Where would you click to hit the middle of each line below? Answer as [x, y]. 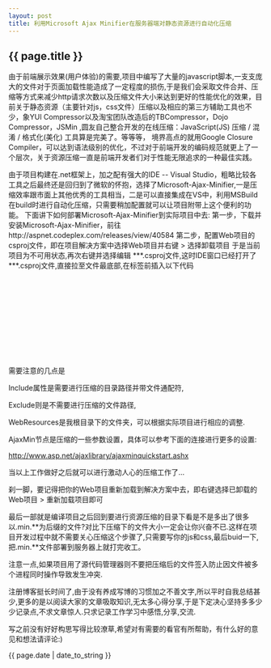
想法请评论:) [42, 639]
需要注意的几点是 [37, 371]
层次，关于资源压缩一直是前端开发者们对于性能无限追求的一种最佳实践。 [135, 158]
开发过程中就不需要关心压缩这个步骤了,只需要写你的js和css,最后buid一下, [137, 537]
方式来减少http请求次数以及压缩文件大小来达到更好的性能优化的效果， [139, 97]
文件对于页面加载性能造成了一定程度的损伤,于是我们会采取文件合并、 [137, 87]
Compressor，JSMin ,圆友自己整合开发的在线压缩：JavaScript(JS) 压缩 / [129, 127]
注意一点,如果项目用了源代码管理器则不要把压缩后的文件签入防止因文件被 [130, 564]
